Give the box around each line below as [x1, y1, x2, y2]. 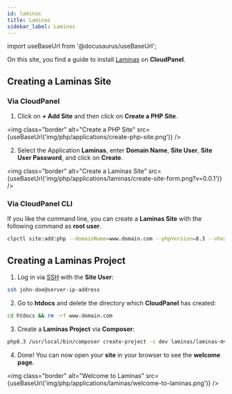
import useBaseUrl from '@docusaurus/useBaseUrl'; [7, 42, 157, 51]
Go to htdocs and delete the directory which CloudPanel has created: [17, 298, 216, 307]
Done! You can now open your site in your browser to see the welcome [17, 350, 221, 359]
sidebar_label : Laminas [7, 23, 76, 30]
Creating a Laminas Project [7, 254, 126, 267]
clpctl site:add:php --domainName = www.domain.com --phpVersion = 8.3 [7, 235, 206, 242]
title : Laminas [7, 17, 51, 24]
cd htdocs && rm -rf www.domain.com [7, 312, 113, 319]
